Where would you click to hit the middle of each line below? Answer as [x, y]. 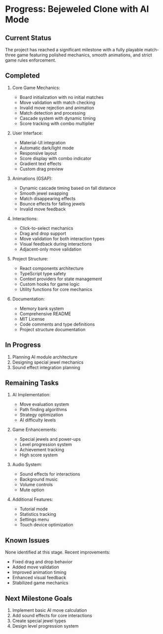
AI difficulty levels [38, 420]
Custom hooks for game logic [49, 284]
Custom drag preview [41, 169]
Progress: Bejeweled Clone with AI [77, 9]
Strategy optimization [41, 415]
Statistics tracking [38, 514]
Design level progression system [45, 626]
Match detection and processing [52, 113]
